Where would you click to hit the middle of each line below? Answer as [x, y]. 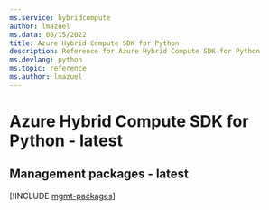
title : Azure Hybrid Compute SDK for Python [94, 43]
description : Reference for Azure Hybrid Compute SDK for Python [134, 52]
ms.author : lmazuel [46, 77]
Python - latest [66, 140]
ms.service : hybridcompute [60, 18]
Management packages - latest [99, 174]
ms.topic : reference [48, 69]
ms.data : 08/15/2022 [48, 34]
